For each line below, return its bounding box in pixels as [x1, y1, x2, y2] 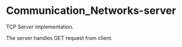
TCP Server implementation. [6, 23, 74, 30]
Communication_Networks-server [6, 4, 177, 17]
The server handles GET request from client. [6, 34, 113, 41]
